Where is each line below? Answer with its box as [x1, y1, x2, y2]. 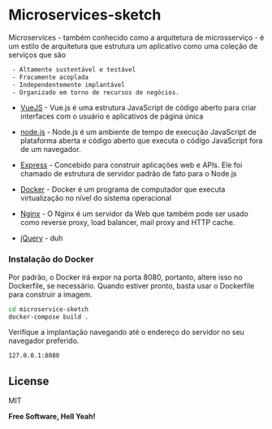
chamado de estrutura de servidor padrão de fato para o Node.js [19, 169, 237, 179]
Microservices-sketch [8, 6, 162, 24]
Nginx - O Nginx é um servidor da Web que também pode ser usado [19, 209, 249, 219]
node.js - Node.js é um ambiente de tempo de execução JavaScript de [19, 128, 257, 137]
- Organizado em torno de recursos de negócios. [11, 88, 180, 97]
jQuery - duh [19, 233, 63, 243]
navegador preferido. [8, 336, 80, 346]
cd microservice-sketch [8, 305, 89, 314]
